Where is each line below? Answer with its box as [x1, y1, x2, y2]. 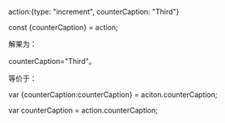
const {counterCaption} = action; [8, 23, 119, 32]
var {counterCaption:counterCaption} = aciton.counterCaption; [8, 90, 218, 100]
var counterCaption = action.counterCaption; [8, 105, 158, 115]
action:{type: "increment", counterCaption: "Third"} [8, 7, 180, 16]
